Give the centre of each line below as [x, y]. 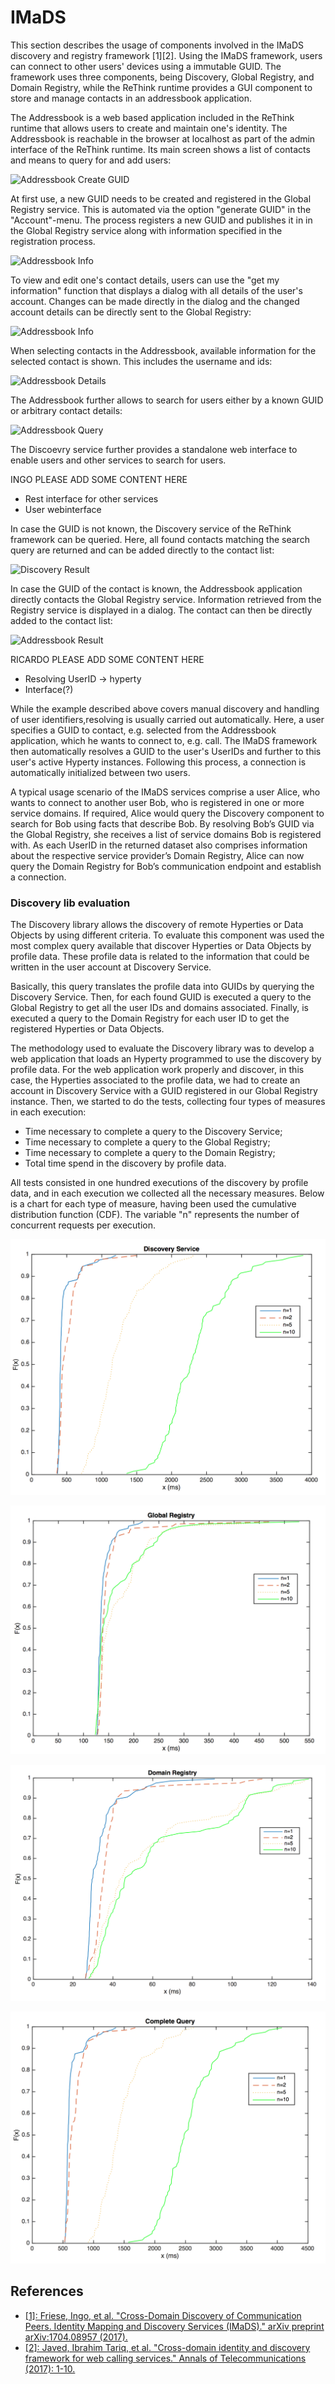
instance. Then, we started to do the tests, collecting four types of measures [168, 1102]
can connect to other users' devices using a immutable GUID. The [146, 66]
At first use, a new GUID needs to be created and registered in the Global [161, 198]
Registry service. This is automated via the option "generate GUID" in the [161, 209]
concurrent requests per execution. [83, 1225]
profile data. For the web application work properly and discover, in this [157, 1070]
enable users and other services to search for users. [118, 460]
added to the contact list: [61, 620]
